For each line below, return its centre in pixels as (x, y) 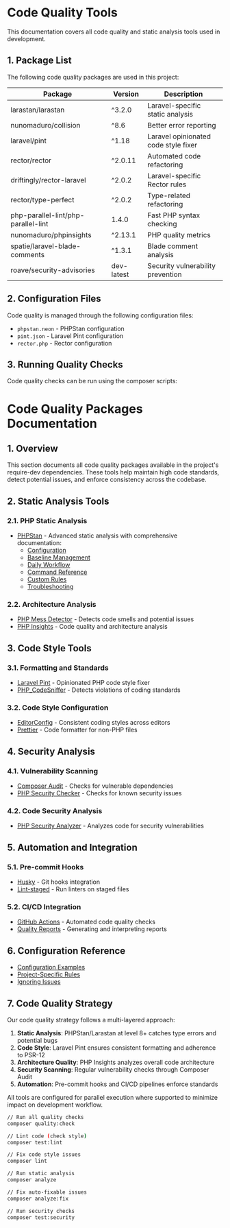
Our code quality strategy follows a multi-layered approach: (91, 1020)
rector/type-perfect (42, 200)
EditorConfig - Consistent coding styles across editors (93, 723)
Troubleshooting (50, 587)
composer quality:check (41, 1123)
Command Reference (57, 572)
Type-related (168, 195)
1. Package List (39, 61)
